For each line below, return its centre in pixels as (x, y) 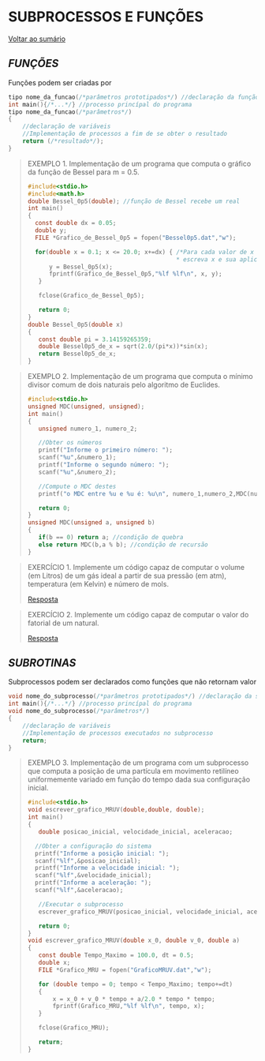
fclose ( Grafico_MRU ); (74, 1028)
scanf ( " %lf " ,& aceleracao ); (79, 890)
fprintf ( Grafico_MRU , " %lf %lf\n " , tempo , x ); (129, 1007)
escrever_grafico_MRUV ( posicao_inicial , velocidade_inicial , (141, 912)
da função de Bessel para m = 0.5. (83, 172)
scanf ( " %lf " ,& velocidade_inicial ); (93, 875)
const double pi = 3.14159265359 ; (95, 339)
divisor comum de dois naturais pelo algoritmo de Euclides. (124, 384)
